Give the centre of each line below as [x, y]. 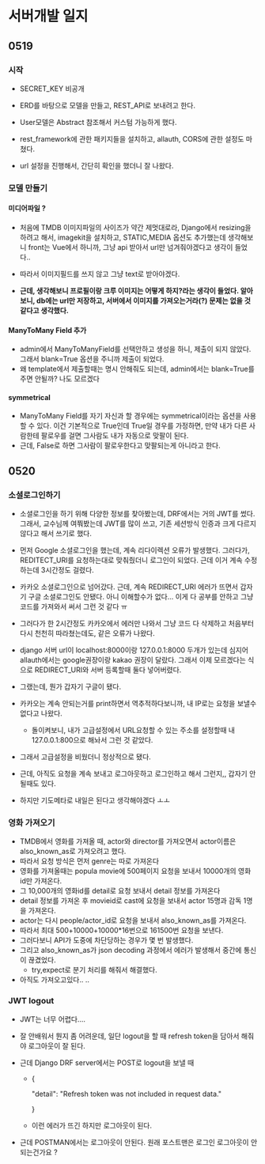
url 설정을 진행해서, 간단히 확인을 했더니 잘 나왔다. [97, 165]
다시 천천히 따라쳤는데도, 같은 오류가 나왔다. [87, 633]
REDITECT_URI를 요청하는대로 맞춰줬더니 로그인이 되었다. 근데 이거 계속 [131, 560]
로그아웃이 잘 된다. [57, 1045]
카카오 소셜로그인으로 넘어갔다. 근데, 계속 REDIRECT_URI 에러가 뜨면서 [129, 587]
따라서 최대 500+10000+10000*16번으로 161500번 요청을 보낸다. [121, 931]
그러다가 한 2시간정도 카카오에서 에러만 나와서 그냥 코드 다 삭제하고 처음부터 [137, 624]
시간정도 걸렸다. [70, 570]
